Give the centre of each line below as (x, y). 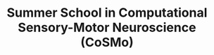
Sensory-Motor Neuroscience (107, 28)
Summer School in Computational (107, 13)
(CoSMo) (107, 42)
